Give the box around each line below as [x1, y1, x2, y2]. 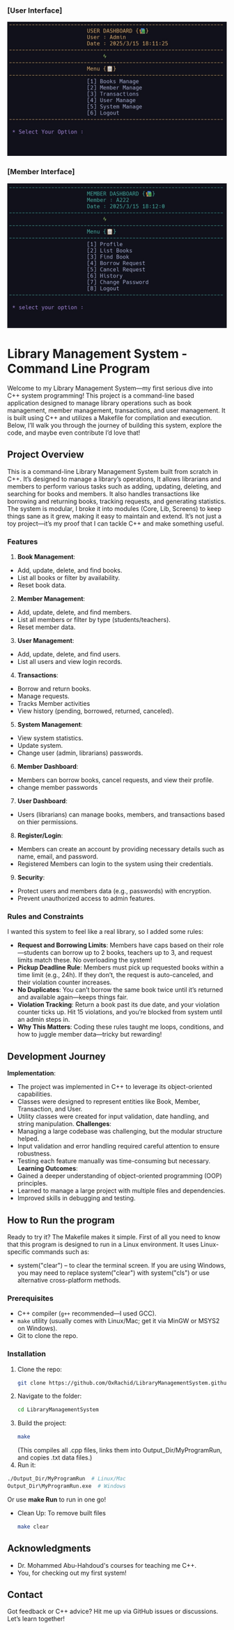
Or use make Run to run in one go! [7, 1495, 107, 1503]
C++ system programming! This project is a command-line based [7, 391, 195, 400]
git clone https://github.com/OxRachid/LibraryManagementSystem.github [17, 1379, 230, 1386]
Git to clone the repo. [17, 1332, 79, 1340]
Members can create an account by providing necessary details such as [17, 845, 225, 853]
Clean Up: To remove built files [17, 1508, 107, 1517]
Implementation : [7, 1069, 56, 1078]
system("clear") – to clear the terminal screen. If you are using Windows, [17, 1261, 226, 1269]
